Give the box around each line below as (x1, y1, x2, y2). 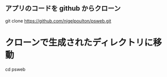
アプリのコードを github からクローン (5, 4, 121, 13)
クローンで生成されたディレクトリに (5, 37, 153, 48)
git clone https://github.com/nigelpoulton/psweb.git (5, 17, 111, 23)
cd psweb (5, 66, 26, 72)
